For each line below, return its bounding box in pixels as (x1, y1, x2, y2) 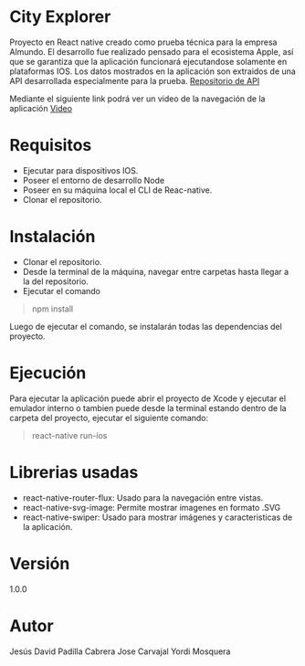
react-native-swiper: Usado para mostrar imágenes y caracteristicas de (22, 512, 293, 523)
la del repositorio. (22, 276, 89, 287)
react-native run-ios (31, 429, 108, 440)
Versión (9, 553, 70, 574)
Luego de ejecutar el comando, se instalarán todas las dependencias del (9, 321, 283, 332)
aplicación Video (9, 102, 73, 113)
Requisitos (9, 135, 92, 156)
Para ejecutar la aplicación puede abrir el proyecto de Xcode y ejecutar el (9, 393, 286, 404)
